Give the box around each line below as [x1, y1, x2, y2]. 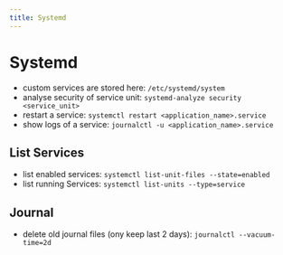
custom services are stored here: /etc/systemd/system [22, 82, 225, 93]
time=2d [22, 239, 52, 248]
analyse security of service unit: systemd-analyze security [22, 91, 242, 102]
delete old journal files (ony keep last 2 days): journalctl [22, 229, 235, 240]
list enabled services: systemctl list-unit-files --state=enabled [22, 169, 270, 180]
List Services [9, 145, 85, 160]
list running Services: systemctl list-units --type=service [22, 178, 246, 190]
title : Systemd [9, 13, 67, 23]
